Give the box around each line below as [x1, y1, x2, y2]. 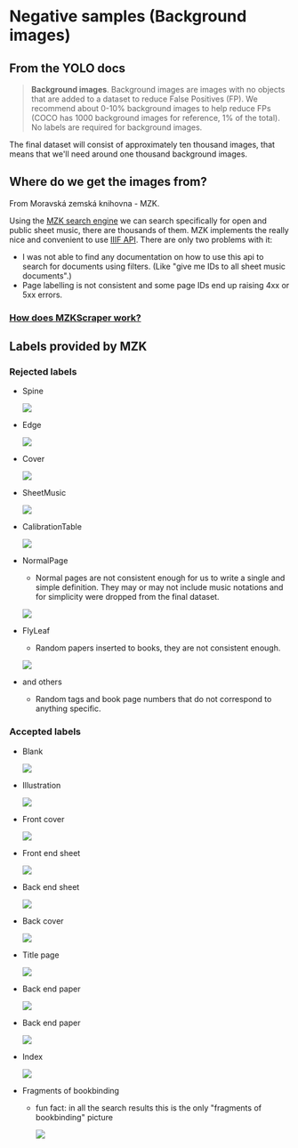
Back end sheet [21, 881, 80, 892]
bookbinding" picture [35, 1112, 114, 1122]
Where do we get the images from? [9, 174, 207, 190]
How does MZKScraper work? [9, 311, 141, 324]
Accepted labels [9, 725, 82, 738]
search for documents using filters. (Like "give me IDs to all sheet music [21, 261, 286, 271]
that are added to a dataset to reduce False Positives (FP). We [30, 93, 258, 104]
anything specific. [35, 703, 101, 714]
